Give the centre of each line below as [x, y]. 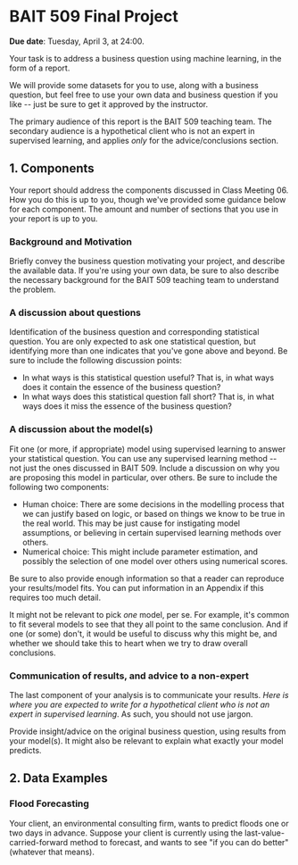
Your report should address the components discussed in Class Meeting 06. [149, 190]
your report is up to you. [54, 218]
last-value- [265, 833]
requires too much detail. [55, 597]
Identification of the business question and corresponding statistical [134, 332]
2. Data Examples [59, 778]
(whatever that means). [52, 852]
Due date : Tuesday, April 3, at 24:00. [77, 41]
